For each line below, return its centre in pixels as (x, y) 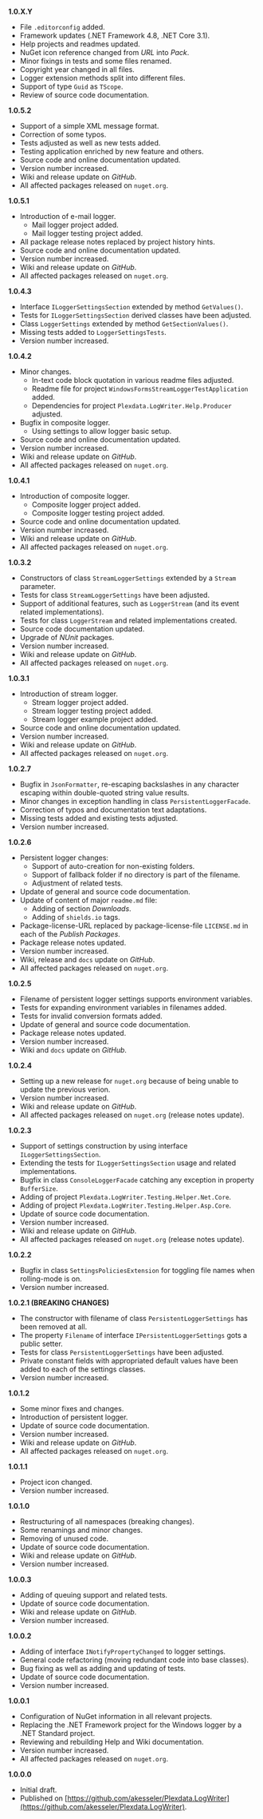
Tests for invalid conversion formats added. (91, 1016)
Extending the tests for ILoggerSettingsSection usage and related (128, 1163)
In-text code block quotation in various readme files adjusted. (133, 380)
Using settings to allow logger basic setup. (102, 431)
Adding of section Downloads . (81, 909)
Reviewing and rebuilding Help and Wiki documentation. (112, 1742)
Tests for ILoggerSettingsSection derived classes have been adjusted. (135, 315)
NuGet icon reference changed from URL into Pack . (104, 52)
